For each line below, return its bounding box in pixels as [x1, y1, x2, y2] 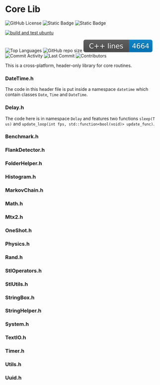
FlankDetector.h [5, 146, 45, 153]
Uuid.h [5, 375, 22, 382]
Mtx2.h [5, 213, 23, 220]
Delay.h [5, 104, 24, 111]
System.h [5, 321, 29, 328]
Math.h [5, 200, 23, 207]
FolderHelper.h [5, 160, 42, 167]
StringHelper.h [5, 307, 42, 314]
